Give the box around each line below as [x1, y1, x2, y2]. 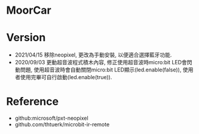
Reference [6, 95, 59, 108]
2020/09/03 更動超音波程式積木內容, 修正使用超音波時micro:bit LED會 [14, 59, 187, 66]
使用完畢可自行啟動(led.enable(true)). [20, 74, 112, 81]
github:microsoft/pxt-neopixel [14, 114, 88, 122]
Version [6, 31, 46, 45]
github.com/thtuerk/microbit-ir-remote [14, 121, 110, 128]
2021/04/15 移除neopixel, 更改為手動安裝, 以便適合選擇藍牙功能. [14, 51, 172, 58]
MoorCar [6, 4, 52, 17]
